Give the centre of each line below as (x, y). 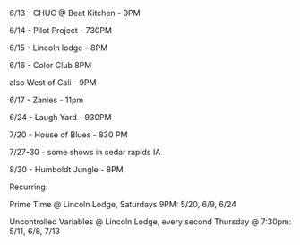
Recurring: (29, 187)
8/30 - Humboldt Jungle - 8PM (66, 169)
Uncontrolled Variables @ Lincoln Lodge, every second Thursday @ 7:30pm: (150, 222)
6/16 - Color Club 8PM (51, 65)
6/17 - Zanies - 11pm (47, 100)
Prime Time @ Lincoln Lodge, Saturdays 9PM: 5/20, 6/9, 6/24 (123, 204)
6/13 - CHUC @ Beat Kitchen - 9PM (75, 13)
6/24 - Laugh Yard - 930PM (60, 117)
